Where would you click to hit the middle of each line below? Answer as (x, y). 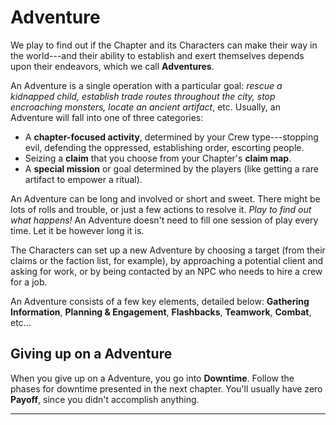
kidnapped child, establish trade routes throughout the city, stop (143, 96)
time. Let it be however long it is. (77, 230)
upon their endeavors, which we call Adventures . (112, 66)
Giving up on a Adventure (91, 354)
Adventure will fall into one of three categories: (107, 117)
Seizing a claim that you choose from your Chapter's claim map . (158, 158)
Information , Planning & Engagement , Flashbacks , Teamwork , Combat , (161, 312)
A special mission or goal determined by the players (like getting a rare (171, 168)
